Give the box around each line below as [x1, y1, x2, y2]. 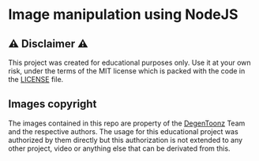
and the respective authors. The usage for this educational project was [8, 126, 238, 136]
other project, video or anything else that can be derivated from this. [8, 144, 231, 153]
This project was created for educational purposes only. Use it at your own [8, 58, 251, 67]
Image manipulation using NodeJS [8, 6, 238, 24]
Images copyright [8, 97, 97, 111]
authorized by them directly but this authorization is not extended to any [8, 135, 243, 144]
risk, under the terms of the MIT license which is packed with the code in [8, 66, 246, 76]
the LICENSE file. [8, 75, 64, 84]
